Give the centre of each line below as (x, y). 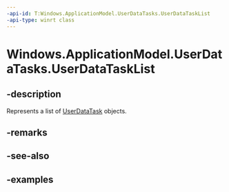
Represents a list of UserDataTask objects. (67, 111)
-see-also (28, 156)
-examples (30, 179)
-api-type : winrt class (41, 20)
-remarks (27, 132)
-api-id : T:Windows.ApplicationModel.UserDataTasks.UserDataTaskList (109, 13)
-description (34, 94)
